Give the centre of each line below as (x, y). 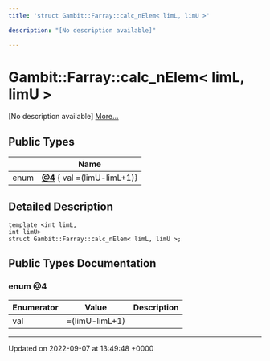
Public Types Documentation (82, 263)
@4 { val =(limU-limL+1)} (90, 178)
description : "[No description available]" (82, 30)
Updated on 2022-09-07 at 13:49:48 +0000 (81, 348)
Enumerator (35, 307)
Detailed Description (61, 206)
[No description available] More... (63, 117)
